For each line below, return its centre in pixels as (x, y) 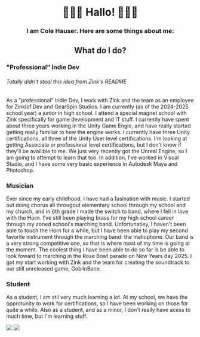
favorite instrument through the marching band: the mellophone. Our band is (100, 236)
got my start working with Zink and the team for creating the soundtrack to (98, 262)
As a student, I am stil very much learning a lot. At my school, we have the (97, 297)
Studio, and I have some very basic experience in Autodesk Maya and (92, 163)
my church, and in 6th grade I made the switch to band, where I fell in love (97, 211)
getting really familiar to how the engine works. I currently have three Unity (98, 132)
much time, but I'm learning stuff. (47, 316)
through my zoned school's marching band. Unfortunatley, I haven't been (96, 224)
